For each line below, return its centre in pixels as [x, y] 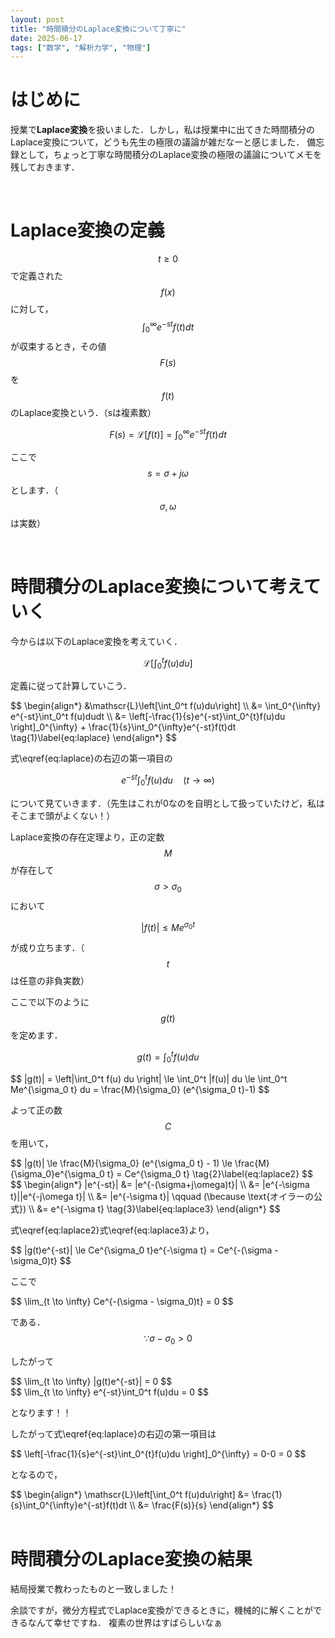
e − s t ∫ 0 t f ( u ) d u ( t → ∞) [168, 780]
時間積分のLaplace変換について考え [157, 587]
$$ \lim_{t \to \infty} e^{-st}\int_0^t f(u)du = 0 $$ [110, 1392]
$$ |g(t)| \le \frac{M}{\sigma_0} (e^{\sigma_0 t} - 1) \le [121, 1163]
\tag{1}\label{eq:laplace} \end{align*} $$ [93, 738]
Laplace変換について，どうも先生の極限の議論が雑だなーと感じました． [157, 142]
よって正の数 [36, 1110]
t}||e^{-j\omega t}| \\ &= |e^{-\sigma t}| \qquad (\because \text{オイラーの [162, 1196]
